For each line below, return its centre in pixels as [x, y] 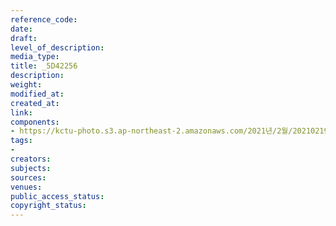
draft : [24, 38]
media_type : [35, 57]
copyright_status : [48, 206]
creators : [31, 159]
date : [21, 29]
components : [35, 122]
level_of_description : [57, 47]
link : [21, 112]
